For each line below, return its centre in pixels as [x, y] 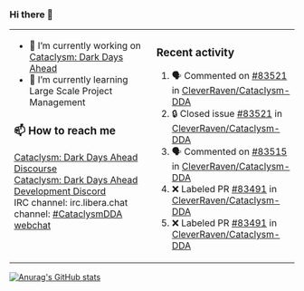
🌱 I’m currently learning [79, 80]
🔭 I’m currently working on [85, 46]
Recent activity [196, 53]
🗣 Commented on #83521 [229, 76]
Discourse [35, 169]
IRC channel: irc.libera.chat [71, 203]
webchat [33, 226]
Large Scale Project [71, 92]
